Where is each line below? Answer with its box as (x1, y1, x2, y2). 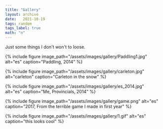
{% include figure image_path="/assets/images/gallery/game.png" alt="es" (5, 98, 159, 104)
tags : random (5, 21, 32, 26)
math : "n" (5, 30, 26, 35)
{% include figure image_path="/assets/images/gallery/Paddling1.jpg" (5, 54, 147, 60)
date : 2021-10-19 (5, 16, 45, 21)
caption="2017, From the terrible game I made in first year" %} (5, 104, 132, 109)
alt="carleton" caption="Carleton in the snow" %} (5, 74, 107, 79)
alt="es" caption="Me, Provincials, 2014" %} (5, 89, 96, 94)
